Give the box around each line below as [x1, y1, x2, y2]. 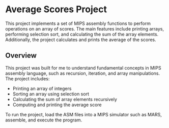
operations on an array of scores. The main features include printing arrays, [5, 25, 164, 31]
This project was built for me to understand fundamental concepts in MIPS [5, 65, 161, 71]
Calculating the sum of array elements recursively [12, 96, 117, 102]
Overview [5, 51, 37, 60]
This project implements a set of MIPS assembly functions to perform [5, 20, 151, 26]
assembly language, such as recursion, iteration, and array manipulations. [5, 70, 160, 76]
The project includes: [5, 75, 50, 82]
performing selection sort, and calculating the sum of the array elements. [5, 31, 159, 37]
